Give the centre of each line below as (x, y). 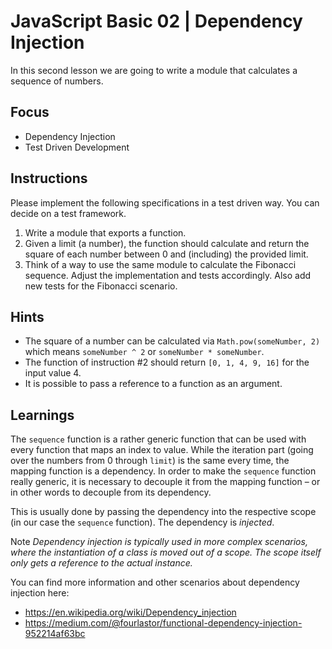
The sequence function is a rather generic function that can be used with (158, 439)
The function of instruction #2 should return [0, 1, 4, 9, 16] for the (167, 362)
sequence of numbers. (57, 81)
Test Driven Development (77, 147)
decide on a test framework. (68, 213)
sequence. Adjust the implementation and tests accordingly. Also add (168, 275)
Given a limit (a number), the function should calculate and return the (167, 243)
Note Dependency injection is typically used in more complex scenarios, (159, 542)
